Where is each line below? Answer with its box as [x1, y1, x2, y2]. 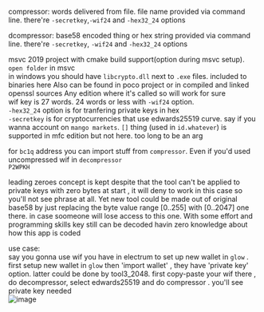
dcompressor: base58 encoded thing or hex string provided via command [8, 31, 251, 40]
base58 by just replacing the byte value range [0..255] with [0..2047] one [8, 203, 250, 212]
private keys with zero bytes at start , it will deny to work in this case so [8, 186, 243, 195]
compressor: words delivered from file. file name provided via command [8, 7, 246, 16]
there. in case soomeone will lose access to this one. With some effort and [8, 211, 254, 220]
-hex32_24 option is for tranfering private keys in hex [8, 105, 179, 115]
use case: [8, 243, 41, 253]
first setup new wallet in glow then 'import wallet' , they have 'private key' [8, 261, 249, 270]
